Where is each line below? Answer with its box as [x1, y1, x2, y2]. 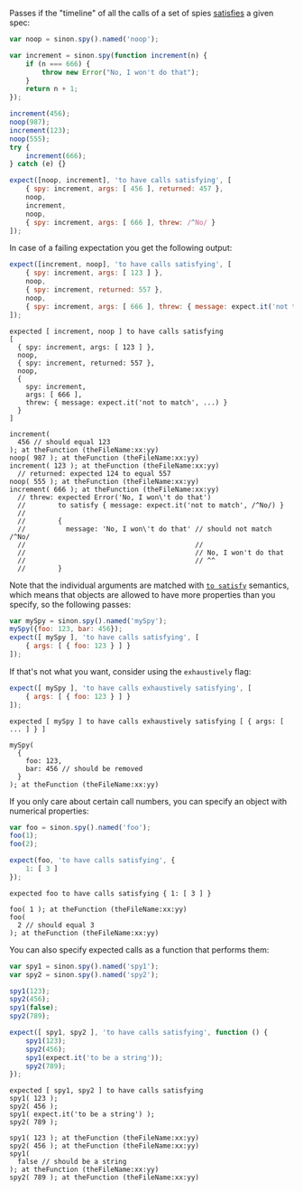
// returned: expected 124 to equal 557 [17, 469, 171, 478]
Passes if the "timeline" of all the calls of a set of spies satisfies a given [9, 8, 274, 18]
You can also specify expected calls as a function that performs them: [9, 944, 270, 955]
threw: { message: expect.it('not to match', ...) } [25, 397, 228, 407]
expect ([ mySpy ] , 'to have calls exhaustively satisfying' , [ [9, 684, 252, 693]
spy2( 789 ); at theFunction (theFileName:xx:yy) [9, 1173, 200, 1182]
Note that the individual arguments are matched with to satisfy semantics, [9, 580, 289, 591]
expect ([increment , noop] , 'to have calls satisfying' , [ [9, 260, 232, 269]
